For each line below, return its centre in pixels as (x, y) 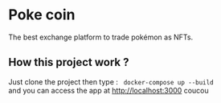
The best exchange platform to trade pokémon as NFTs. (101, 37)
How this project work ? (69, 62)
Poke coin (42, 15)
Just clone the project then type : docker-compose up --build (111, 81)
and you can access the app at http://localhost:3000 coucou (108, 90)
